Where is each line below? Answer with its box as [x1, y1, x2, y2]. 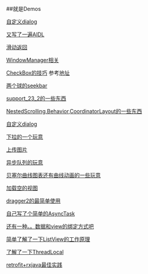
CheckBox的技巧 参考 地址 [6, 69, 70, 76]
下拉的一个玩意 [6, 133, 43, 140]
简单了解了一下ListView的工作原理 [6, 235, 90, 243]
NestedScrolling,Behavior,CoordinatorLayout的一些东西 [6, 108, 143, 114]
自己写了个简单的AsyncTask [6, 210, 75, 217]
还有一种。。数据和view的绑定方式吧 [6, 223, 94, 230]
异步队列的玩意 [6, 159, 43, 166]
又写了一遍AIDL [6, 31, 45, 38]
